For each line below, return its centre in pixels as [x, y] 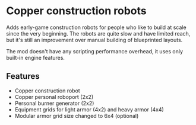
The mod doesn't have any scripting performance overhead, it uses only [94, 51]
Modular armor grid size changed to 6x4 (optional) [77, 116]
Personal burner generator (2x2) [54, 103]
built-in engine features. [36, 57]
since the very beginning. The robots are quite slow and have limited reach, [98, 33]
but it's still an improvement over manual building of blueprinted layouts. [94, 40]
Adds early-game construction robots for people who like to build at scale [96, 27]
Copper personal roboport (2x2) [54, 97]
